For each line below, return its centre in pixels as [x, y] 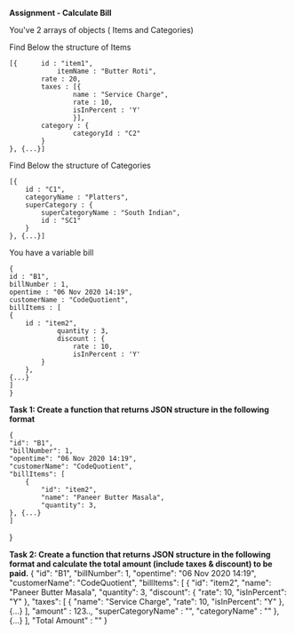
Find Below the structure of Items [70, 47]
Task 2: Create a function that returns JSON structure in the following [140, 555]
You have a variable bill [52, 253]
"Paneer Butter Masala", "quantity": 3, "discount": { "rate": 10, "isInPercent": [148, 592]
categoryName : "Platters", [77, 197]
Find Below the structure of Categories [80, 165]
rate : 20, [61, 79]
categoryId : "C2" [107, 133]
